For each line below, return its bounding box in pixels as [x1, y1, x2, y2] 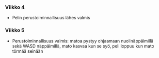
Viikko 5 [5, 27, 25, 34]
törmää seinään [12, 48, 44, 54]
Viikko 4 [5, 4, 25, 11]
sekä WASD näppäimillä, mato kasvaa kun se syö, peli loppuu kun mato [12, 43, 154, 49]
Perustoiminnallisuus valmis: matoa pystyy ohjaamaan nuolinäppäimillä [12, 38, 154, 43]
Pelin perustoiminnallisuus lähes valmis [12, 15, 91, 21]
